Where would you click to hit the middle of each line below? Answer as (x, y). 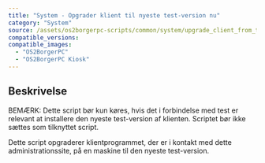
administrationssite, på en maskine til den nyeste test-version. (109, 150)
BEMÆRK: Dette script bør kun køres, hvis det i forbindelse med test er (123, 110)
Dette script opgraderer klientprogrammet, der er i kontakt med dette (120, 142)
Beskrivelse (38, 91)
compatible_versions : (44, 37)
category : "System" (40, 23)
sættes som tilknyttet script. (53, 127)
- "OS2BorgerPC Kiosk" (52, 60)
